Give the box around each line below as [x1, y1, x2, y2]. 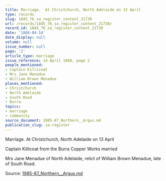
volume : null [5, 40, 32, 45]
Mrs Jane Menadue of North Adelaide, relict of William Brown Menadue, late [5, 155, 162, 161]
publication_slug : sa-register [5, 122, 70, 127]
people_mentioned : [5, 62, 43, 67]
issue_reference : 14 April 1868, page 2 [5, 58, 90, 63]
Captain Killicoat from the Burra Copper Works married [5, 146, 118, 152]
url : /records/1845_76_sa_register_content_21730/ [5, 21, 112, 26]
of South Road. [5, 161, 36, 167]
